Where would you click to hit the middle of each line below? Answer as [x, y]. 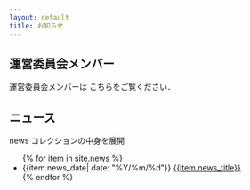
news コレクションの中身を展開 [67, 141]
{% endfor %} [48, 178]
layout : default [39, 17]
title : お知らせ [36, 26]
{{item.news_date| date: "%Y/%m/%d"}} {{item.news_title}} [132, 168]
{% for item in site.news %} [72, 158]
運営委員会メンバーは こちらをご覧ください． [92, 87]
